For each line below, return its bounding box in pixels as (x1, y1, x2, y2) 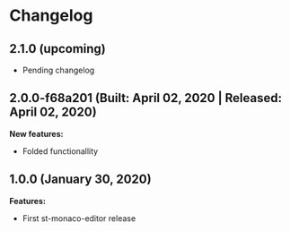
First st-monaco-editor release (22, 212, 136, 224)
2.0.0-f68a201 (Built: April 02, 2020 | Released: (9, 90, 283, 106)
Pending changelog (22, 64, 95, 75)
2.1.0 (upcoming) (9, 41, 106, 56)
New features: (9, 128, 64, 139)
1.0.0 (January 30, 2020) (9, 172, 152, 187)
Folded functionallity (22, 145, 99, 157)
